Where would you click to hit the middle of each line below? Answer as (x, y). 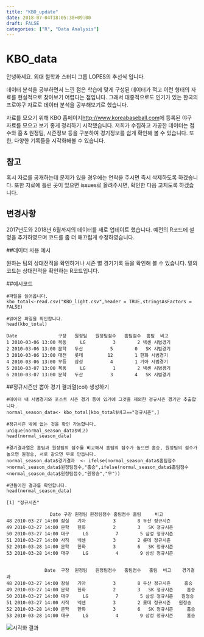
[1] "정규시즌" (23, 502)
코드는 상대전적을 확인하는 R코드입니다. (53, 270)
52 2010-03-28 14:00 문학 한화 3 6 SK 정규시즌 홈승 (101, 609)
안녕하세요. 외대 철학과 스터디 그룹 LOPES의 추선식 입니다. (76, 77)
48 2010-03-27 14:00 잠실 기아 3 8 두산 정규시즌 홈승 (100, 583)
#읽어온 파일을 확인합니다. (35, 318)
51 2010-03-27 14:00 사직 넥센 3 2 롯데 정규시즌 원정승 (99, 603)
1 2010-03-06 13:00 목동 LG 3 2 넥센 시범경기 (89, 342)
